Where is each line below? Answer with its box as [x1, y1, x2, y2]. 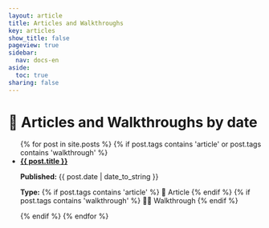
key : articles [8, 26, 56, 34]
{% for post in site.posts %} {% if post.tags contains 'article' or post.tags [19, 139, 262, 149]
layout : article [8, 11, 63, 20]
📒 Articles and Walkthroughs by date [8, 113, 258, 131]
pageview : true [8, 42, 59, 50]
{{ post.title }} [19, 157, 68, 166]
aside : [8, 64, 31, 72]
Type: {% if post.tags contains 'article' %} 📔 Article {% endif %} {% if [19, 187, 251, 197]
